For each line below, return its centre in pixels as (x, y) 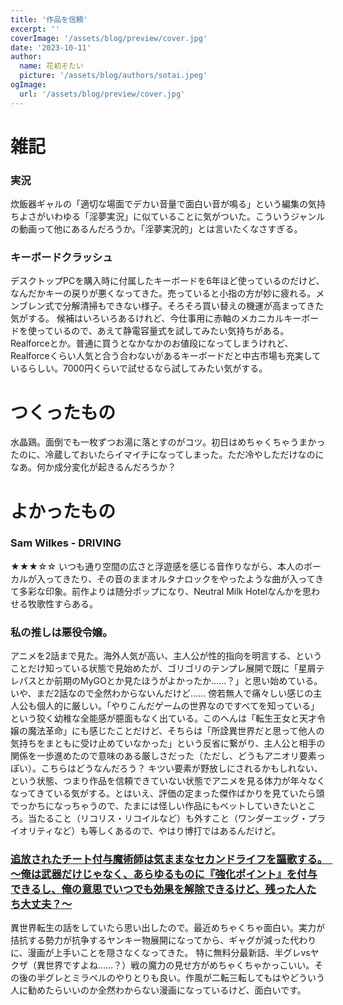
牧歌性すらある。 (62, 603)
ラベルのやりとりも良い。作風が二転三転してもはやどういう (202, 978)
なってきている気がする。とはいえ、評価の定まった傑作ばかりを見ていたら (163, 793)
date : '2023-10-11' (51, 47)
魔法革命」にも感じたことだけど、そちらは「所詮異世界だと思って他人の (176, 731)
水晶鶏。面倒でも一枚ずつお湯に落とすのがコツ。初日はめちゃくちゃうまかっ (168, 442)
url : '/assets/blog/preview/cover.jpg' (102, 94)
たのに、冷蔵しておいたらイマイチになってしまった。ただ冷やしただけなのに (167, 455)
